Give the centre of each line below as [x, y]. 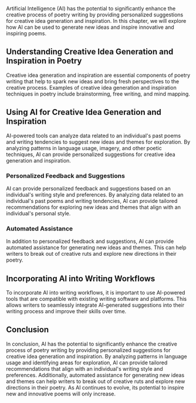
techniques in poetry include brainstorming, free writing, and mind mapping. [98, 94]
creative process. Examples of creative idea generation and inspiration [92, 87]
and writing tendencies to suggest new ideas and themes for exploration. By [98, 142]
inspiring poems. [26, 33]
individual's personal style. [38, 213]
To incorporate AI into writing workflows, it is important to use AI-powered [96, 293]
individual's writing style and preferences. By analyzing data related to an [95, 194]
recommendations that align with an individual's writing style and [85, 368]
